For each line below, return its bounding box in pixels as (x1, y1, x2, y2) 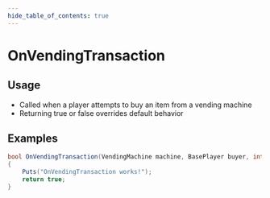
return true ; (22, 175, 66, 184)
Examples (7, 132, 58, 146)
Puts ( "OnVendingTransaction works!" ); (22, 168, 152, 176)
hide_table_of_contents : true (7, 11, 110, 20)
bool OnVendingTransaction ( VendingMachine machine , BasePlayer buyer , (7, 153, 250, 161)
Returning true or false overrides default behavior (19, 108, 184, 118)
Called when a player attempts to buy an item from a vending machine (19, 100, 252, 109)
